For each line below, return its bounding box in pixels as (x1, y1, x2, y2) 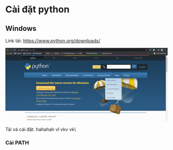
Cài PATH (5, 139, 29, 146)
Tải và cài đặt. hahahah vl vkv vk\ (5, 126, 76, 133)
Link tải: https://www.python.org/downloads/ (5, 38, 100, 44)
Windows (5, 24, 37, 33)
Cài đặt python (5, 4, 70, 15)
